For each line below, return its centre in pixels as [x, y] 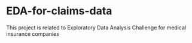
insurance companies [33, 33]
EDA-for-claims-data [59, 11]
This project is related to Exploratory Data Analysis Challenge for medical [96, 27]
